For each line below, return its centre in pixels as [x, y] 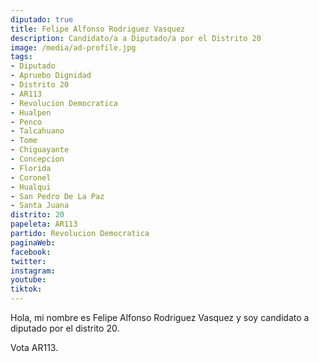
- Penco [26, 122]
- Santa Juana [40, 206]
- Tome [24, 141]
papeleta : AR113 [44, 224]
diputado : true [42, 19]
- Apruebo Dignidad [51, 76]
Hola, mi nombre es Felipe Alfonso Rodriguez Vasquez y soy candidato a [160, 317]
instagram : [33, 271]
